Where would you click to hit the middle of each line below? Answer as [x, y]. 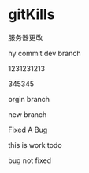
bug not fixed [30, 160]
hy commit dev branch [44, 53]
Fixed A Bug [28, 130]
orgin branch [29, 99]
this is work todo [35, 145]
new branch [28, 114]
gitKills [32, 15]
